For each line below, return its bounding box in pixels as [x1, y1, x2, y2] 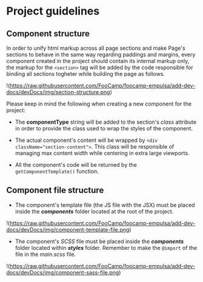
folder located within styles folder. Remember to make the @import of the [15, 244, 198, 251]
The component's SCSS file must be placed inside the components [15, 238, 184, 245]
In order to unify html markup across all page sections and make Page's [6, 44, 186, 52]
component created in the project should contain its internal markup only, [6, 58, 190, 64]
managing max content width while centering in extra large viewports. [15, 150, 190, 156]
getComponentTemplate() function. [15, 168, 99, 175]
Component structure [6, 29, 90, 39]
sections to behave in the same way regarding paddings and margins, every [6, 51, 196, 58]
